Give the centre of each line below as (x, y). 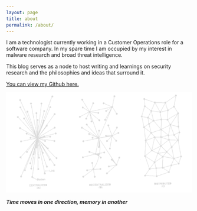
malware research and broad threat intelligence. (64, 55)
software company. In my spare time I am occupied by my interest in (89, 49)
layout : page (22, 12)
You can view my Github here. (42, 84)
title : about (22, 19)
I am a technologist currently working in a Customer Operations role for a (95, 43)
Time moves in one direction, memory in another (67, 202)
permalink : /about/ (30, 25)
